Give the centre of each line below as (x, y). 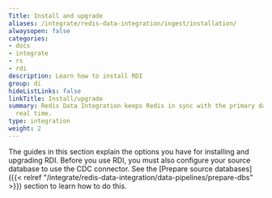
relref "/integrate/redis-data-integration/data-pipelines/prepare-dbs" (138, 177)
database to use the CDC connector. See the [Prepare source (110, 169)
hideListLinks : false (45, 91)
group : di (25, 83)
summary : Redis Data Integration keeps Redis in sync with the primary (132, 106)
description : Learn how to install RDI (76, 76)
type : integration (39, 121)
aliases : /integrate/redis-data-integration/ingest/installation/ (123, 23)
